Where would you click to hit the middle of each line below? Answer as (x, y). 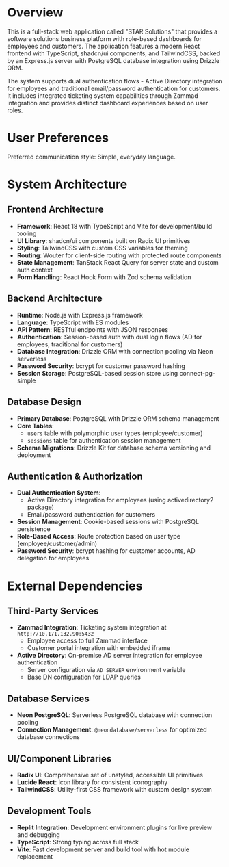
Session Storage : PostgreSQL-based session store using (97, 373)
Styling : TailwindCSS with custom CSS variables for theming (102, 248)
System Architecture (67, 184)
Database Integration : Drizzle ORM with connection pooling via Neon (115, 351)
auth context (35, 270)
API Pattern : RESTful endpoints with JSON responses (93, 329)
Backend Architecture (55, 299)
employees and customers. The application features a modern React (104, 46)
